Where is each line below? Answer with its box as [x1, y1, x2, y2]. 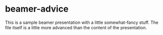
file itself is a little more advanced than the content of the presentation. [5, 24, 147, 30]
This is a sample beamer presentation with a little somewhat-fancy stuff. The [5, 19, 159, 25]
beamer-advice [5, 3, 69, 15]
